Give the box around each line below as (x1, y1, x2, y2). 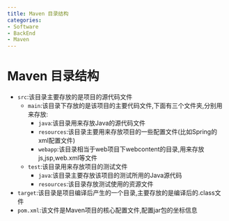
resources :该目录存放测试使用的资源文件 (38, 180, 154, 188)
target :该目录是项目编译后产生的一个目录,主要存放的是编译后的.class (17, 189, 215, 197)
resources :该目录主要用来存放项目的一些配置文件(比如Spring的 (38, 128, 218, 136)
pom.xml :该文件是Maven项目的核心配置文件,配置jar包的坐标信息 (17, 206, 198, 215)
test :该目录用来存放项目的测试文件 (27, 162, 128, 171)
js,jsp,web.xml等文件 (38, 154, 97, 162)
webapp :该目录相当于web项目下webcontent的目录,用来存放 (38, 145, 205, 153)
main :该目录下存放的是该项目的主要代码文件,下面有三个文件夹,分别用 (27, 102, 223, 110)
